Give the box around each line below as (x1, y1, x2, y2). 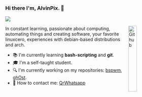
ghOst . (12, 75, 27, 81)
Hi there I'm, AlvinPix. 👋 (5, 5, 64, 12)
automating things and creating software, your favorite (5, 31, 119, 37)
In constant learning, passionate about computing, (5, 25, 111, 32)
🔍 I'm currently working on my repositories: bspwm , (12, 67, 123, 73)
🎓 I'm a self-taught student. (12, 59, 73, 66)
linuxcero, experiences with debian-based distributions (5, 37, 121, 43)
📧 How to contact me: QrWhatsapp (12, 80, 86, 86)
